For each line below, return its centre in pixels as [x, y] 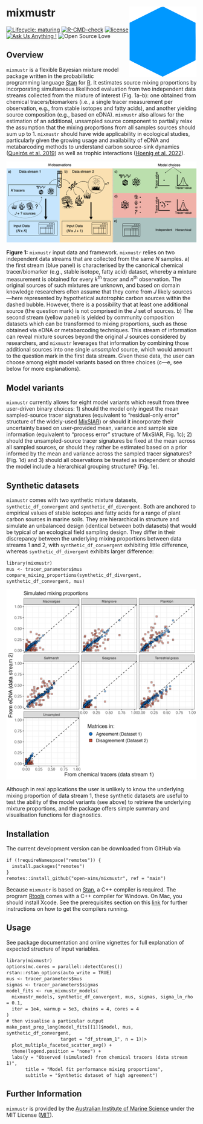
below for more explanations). [43, 369]
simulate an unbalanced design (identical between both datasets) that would [101, 526]
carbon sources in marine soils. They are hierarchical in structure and [93, 519]
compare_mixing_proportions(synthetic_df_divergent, [74, 576]
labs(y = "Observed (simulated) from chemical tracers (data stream [100, 1057]
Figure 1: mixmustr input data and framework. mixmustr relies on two [91, 252]
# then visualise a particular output [55, 1021]
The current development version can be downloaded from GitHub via [94, 848]
